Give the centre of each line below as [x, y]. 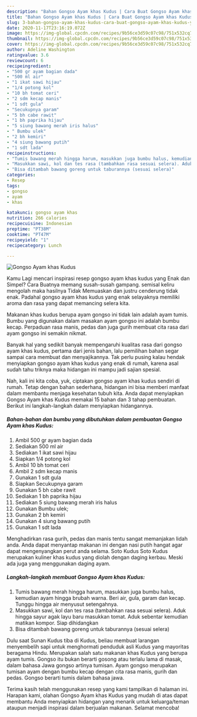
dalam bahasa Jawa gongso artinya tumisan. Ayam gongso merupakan [92, 665]
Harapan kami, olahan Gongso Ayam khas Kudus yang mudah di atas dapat [97, 695]
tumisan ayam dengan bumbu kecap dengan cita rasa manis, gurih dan [92, 672]
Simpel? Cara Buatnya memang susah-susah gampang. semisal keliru [91, 285]
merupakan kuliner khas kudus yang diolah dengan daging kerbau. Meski [95, 558]
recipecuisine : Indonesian [39, 224]
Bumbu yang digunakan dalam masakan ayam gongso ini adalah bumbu [93, 321]
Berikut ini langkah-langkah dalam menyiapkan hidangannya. [80, 406]
